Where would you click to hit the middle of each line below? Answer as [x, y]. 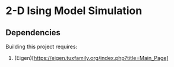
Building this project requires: [42, 46]
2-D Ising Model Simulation [74, 11]
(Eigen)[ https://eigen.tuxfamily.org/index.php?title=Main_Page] [91, 58]
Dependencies [33, 33]
